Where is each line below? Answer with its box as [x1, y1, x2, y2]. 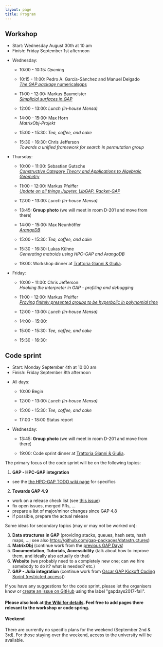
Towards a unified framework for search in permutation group [19, 145, 145, 150]
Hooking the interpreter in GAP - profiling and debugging [19, 285, 134, 291]
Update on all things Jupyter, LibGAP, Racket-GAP [19, 188, 121, 194]
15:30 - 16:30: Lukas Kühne [19, 246, 74, 252]
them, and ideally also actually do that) [12, 553, 90, 559]
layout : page [5, 7, 32, 12]
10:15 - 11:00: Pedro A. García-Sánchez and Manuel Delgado [19, 76, 140, 82]
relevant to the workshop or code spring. [5, 605, 90, 610]
